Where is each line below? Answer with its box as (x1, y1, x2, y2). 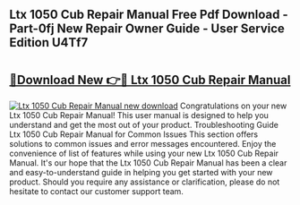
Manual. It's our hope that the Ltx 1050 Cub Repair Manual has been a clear (9, 158, 287, 168)
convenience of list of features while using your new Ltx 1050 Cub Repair (9, 148, 279, 158)
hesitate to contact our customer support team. (9, 186, 184, 196)
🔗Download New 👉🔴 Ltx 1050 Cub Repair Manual (9, 72, 291, 88)
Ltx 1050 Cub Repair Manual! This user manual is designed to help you (9, 110, 269, 120)
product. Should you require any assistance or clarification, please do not (9, 176, 280, 187)
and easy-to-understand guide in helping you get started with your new (9, 167, 273, 177)
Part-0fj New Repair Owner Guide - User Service (9, 21, 285, 37)
